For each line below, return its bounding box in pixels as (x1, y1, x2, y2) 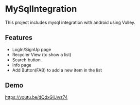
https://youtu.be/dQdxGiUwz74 (5, 94, 68, 100)
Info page (12, 62, 32, 68)
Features (5, 34, 33, 42)
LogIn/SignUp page (12, 46, 52, 52)
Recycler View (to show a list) (12, 52, 71, 57)
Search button (12, 57, 41, 63)
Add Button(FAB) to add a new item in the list (12, 67, 102, 73)
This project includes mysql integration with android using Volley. (5, 19, 136, 25)
